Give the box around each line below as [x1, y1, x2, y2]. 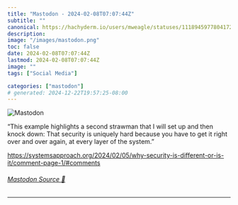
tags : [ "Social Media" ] [7, 70, 78, 77]
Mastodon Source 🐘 [7, 174, 66, 183]
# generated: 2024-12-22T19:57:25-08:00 [7, 89, 129, 96]
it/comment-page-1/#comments [7, 159, 101, 167]
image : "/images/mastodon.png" [7, 37, 100, 44]
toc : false [7, 43, 40, 50]
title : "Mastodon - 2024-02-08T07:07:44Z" [7, 10, 135, 18]
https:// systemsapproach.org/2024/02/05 [7, 151, 130, 160]
